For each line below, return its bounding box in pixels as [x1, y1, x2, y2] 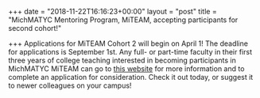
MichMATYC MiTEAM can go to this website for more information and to [8, 64, 245, 73]
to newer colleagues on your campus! [8, 81, 132, 90]
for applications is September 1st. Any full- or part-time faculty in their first [8, 47, 253, 56]
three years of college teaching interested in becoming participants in [8, 55, 236, 65]
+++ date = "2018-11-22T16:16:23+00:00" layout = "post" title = [8, 7, 217, 16]
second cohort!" [8, 24, 62, 32]
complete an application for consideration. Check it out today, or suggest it [8, 73, 254, 81]
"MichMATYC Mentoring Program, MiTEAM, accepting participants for [8, 15, 239, 24]
